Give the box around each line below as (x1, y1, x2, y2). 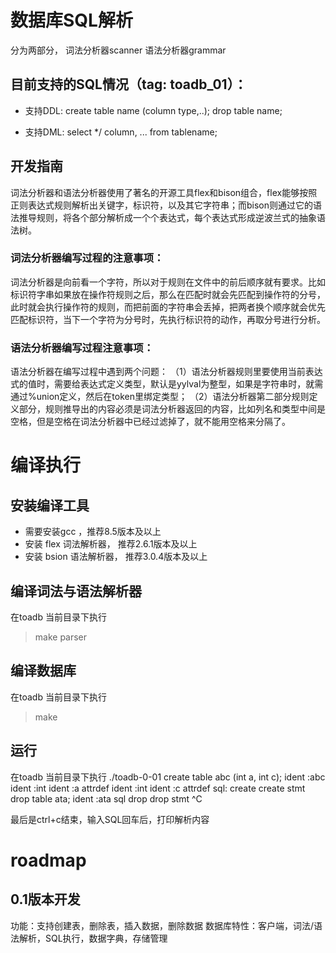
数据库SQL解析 (10, 9, 133, 32)
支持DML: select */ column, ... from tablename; (24, 126, 218, 138)
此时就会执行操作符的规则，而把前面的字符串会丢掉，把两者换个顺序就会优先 (10, 301, 326, 313)
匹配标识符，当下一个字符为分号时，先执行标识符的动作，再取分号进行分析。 (10, 313, 326, 325)
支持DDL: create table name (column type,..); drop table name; (24, 104, 283, 116)
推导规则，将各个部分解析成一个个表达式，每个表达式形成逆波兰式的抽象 (18, 211, 317, 223)
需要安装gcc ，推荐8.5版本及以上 (24, 526, 162, 538)
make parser (34, 631, 88, 643)
